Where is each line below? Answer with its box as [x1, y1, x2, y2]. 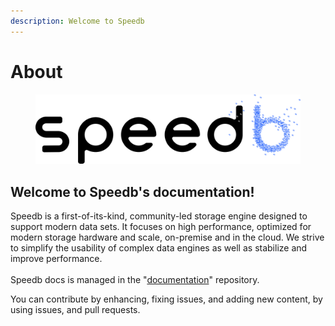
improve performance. [10, 253, 103, 265]
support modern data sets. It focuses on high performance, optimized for [10, 221, 312, 233]
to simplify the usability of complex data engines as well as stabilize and [10, 242, 308, 254]
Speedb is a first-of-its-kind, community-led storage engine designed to [10, 210, 308, 222]
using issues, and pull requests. [10, 304, 141, 316]
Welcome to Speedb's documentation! [10, 183, 255, 200]
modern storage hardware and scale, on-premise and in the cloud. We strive [10, 231, 325, 244]
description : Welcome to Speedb [10, 16, 145, 26]
